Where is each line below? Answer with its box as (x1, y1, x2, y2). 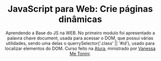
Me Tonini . (69, 50, 91, 57)
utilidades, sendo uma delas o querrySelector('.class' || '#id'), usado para (5, 40, 155, 46)
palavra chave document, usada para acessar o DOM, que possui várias (7, 35, 154, 41)
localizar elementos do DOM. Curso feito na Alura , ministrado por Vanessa (4, 45, 156, 51)
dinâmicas (58, 14, 102, 25)
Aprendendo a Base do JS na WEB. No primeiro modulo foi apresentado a (5, 30, 155, 36)
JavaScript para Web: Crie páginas (7, 3, 153, 15)
